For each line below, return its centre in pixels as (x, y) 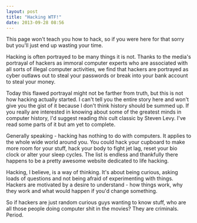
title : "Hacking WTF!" (34, 17)
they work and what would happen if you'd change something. (82, 191)
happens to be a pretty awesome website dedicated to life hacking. (88, 161)
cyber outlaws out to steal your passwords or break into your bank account (97, 76)
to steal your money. (31, 82)
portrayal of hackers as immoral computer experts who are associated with (97, 63)
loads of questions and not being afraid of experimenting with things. (90, 179)
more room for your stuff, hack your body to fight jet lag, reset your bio (92, 148)
